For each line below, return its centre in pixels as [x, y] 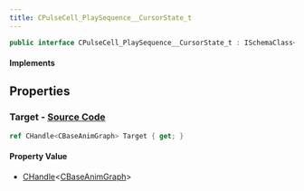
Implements [33, 63]
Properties [40, 91]
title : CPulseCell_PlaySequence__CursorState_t [101, 18]
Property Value [38, 157]
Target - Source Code [57, 117]
